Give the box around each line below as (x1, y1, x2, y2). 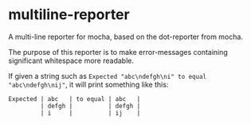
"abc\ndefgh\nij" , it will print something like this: (8, 80, 169, 89)
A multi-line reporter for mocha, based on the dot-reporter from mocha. (8, 32, 243, 41)
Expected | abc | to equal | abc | (8, 95, 141, 103)
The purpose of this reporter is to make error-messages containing (8, 47, 229, 57)
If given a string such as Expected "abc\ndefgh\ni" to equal (8, 71, 207, 80)
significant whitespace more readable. (8, 56, 134, 65)
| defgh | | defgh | (40, 102, 141, 110)
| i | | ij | (40, 109, 141, 117)
